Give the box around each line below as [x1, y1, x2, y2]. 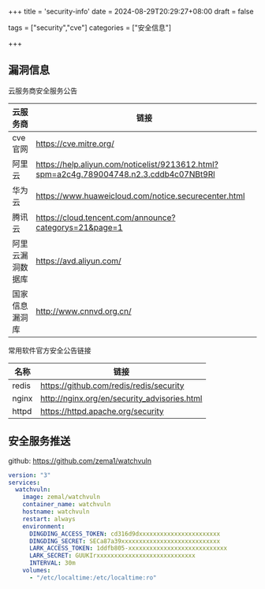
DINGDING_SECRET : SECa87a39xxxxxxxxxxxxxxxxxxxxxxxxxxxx [28, 537, 221, 545]
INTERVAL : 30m [28, 559, 77, 567]
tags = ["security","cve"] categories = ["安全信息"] [8, 23, 172, 32]
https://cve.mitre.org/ [35, 138, 114, 149]
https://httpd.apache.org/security [40, 405, 164, 416]
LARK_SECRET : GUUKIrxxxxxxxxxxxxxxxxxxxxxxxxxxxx [28, 552, 196, 560]
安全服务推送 [8, 434, 71, 448]
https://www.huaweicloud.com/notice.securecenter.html [35, 190, 245, 201]
